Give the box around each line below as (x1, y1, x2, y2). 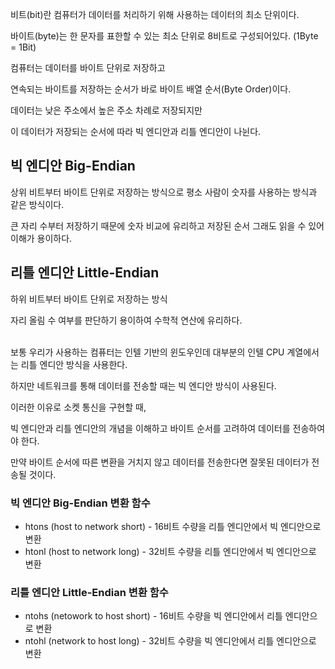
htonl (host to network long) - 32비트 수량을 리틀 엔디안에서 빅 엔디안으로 (24, 545, 317, 557)
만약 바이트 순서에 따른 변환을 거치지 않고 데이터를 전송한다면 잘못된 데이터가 (10, 456, 310, 468)
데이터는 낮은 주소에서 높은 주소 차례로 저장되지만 (10, 104, 203, 116)
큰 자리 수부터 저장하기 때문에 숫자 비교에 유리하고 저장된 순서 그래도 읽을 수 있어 (10, 219, 325, 232)
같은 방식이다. (10, 198, 65, 210)
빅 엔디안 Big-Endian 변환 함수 (10, 496, 151, 510)
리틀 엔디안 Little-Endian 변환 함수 (10, 585, 169, 599)
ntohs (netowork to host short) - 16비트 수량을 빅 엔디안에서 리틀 (24, 610, 283, 622)
